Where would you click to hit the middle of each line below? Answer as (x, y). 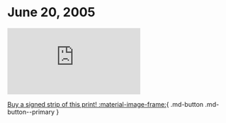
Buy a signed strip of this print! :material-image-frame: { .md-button (106, 104)
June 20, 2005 (51, 12)
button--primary (31, 112)
